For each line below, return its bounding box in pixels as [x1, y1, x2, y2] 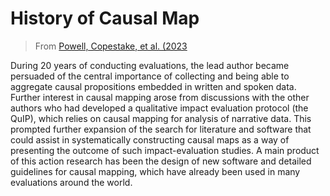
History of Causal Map [10, 7, 200, 30]
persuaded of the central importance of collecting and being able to [10, 70, 290, 82]
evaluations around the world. [10, 176, 133, 188]
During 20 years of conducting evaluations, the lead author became [10, 59, 290, 71]
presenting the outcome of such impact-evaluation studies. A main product [10, 144, 320, 156]
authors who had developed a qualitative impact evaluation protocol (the [10, 102, 309, 114]
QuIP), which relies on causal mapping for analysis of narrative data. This [10, 112, 312, 124]
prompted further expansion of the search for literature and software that [10, 123, 312, 135]
